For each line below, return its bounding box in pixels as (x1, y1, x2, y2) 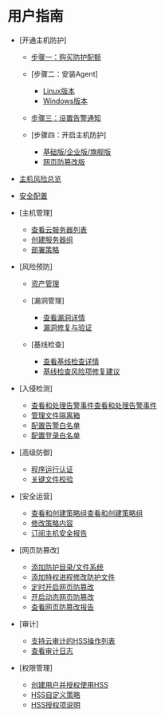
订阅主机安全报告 (30, 528, 88, 537)
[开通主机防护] (18, 35, 67, 45)
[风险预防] (18, 261, 53, 271)
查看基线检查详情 (42, 356, 100, 366)
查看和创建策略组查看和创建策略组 (30, 508, 143, 517)
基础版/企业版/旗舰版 (42, 147, 112, 156)
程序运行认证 (30, 464, 73, 473)
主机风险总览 (18, 173, 61, 184)
